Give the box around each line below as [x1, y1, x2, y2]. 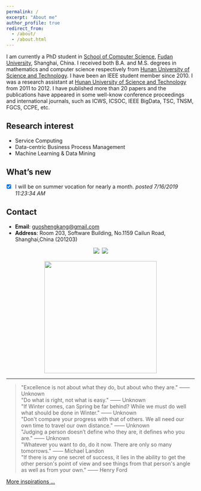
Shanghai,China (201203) [14, 236, 78, 243]
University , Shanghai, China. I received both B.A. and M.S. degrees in [6, 59, 176, 66]
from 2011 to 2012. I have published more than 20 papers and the [6, 85, 166, 92]
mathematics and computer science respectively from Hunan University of [6, 66, 190, 72]
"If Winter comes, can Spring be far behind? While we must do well [20, 402, 187, 410]
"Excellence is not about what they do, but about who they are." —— [20, 383, 190, 391]
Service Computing [14, 137, 63, 144]
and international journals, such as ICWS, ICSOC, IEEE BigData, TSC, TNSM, [6, 97, 194, 105]
